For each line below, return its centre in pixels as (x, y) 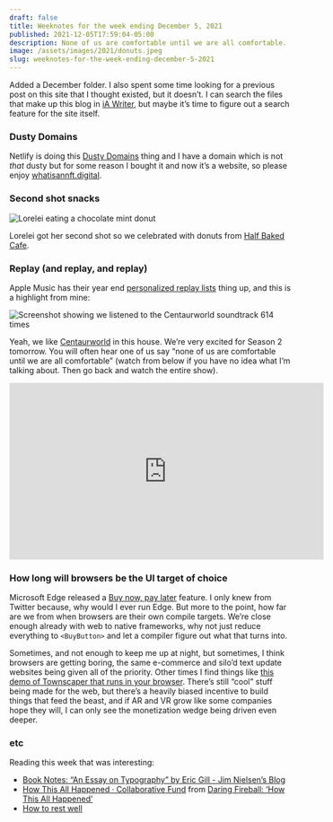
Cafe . (19, 245)
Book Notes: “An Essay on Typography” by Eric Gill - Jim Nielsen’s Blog (153, 780)
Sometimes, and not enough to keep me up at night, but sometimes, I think (147, 653)
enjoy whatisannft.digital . (56, 175)
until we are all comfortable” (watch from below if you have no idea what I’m (150, 361)
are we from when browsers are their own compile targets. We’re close (140, 616)
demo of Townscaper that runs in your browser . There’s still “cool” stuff (141, 682)
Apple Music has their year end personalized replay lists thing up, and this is (150, 287)
